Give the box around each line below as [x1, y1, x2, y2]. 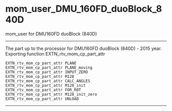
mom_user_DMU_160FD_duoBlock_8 [5, 3, 162, 15]
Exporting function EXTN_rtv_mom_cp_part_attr [5, 50, 105, 57]
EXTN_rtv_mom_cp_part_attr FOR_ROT [5, 87, 81, 92]
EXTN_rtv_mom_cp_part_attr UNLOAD [5, 96, 79, 101]
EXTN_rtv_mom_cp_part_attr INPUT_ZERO [5, 69, 88, 74]
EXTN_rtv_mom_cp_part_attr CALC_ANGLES [5, 78, 91, 84]
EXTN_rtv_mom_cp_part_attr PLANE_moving [5, 65, 93, 70]
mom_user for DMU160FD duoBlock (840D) [5, 31, 97, 37]
